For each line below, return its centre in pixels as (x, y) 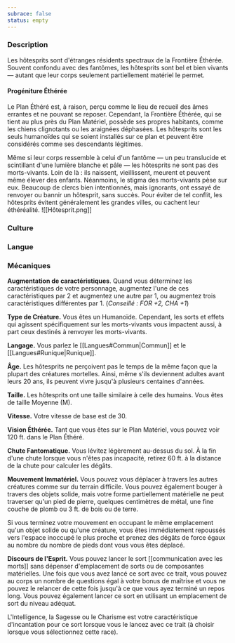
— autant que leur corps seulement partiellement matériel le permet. (106, 75)
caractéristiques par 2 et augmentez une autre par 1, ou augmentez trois (112, 296)
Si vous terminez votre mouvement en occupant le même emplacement (110, 523)
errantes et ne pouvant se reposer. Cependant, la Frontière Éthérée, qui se (115, 114)
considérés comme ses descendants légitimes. (75, 144)
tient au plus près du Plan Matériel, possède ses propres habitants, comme (115, 121)
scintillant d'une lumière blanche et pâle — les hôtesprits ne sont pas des (113, 165)
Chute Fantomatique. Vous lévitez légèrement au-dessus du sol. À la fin (112, 451)
